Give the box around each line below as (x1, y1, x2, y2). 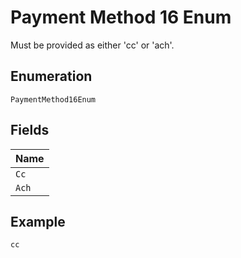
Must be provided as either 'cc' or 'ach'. (10, 39, 175, 51)
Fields (10, 122, 50, 139)
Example (10, 213, 66, 230)
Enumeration (10, 68, 93, 85)
